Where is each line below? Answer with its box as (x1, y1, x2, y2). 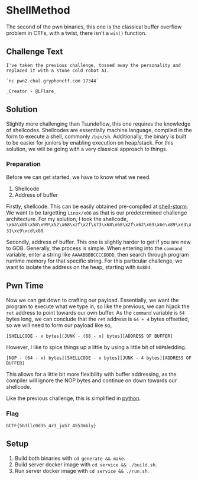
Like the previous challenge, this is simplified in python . (6, 395, 141, 402)
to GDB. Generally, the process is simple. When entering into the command (6, 244, 183, 252)
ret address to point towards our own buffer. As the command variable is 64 (6, 309, 185, 316)
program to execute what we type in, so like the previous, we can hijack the (6, 303, 190, 310)
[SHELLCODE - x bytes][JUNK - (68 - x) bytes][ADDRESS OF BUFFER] (6, 333, 173, 339)
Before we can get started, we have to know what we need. (6, 173, 151, 181)
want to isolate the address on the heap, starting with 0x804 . (6, 263, 152, 270)
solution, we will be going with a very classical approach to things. (6, 145, 167, 152)
